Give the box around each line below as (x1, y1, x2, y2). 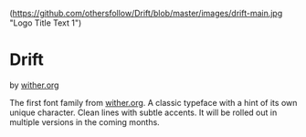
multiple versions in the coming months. (9, 116, 160, 127)
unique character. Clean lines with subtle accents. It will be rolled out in (9, 107, 278, 118)
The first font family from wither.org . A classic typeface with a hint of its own (9, 97, 298, 108)
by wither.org (9, 79, 59, 90)
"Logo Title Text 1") (9, 17, 82, 28)
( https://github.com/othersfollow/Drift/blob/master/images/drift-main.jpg (9, 8, 283, 18)
